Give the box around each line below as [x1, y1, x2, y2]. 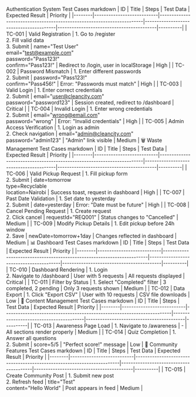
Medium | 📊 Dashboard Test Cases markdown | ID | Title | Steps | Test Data [6, 239, 190, 246]
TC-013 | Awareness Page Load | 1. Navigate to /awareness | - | [33, 323, 187, 329]
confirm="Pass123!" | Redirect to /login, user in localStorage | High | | [6, 62, 174, 69]
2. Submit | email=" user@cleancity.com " [6, 93, 104, 100]
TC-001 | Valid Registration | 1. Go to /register [6, 30, 116, 38]
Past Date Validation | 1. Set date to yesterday [6, 195, 116, 202]
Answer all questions [6, 335, 57, 341]
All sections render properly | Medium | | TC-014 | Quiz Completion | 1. [6, 328, 177, 335]
